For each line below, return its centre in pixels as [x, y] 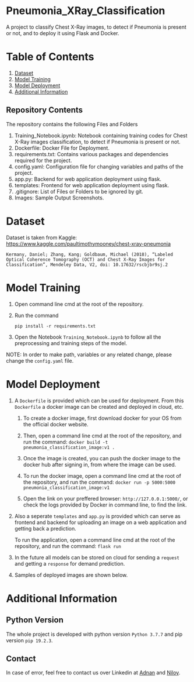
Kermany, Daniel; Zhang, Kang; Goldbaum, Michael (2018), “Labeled [90, 254]
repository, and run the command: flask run [68, 546]
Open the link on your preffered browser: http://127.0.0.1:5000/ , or [105, 498]
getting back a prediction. [45, 528]
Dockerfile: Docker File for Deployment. [62, 148]
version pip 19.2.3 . [30, 640]
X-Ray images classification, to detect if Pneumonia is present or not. [97, 142]
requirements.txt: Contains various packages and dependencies [91, 154]
